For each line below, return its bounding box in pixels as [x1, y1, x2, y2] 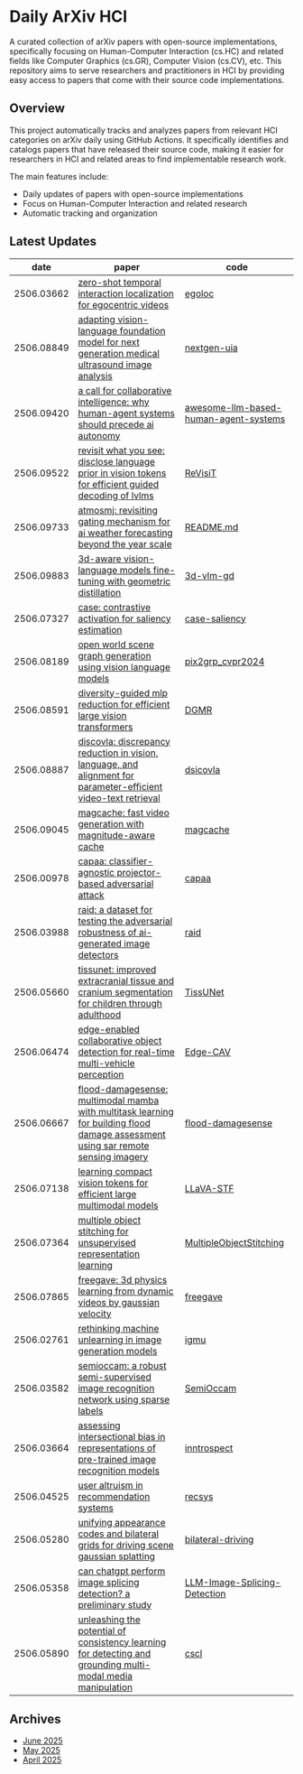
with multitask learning [78, 1105, 174, 1118]
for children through [78, 997, 162, 1009]
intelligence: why [78, 395, 150, 408]
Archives [9, 1711, 61, 1726]
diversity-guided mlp [78, 686, 169, 699]
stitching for [78, 1225, 129, 1238]
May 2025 [22, 1745, 61, 1756]
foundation [119, 324, 166, 337]
